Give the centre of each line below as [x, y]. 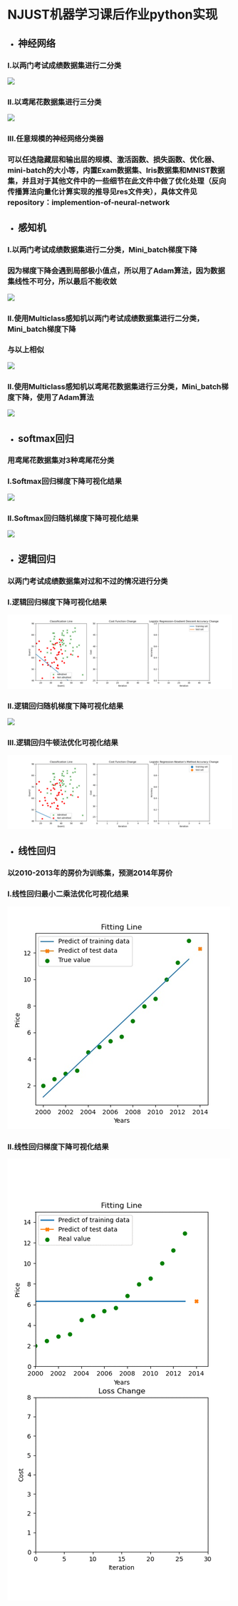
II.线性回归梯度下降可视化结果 [58, 1146]
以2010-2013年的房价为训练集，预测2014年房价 [90, 873]
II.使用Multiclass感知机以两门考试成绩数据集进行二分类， [106, 318]
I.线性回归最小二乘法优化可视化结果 [68, 894]
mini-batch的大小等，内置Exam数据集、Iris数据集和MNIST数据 [116, 171]
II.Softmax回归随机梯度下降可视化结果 [73, 518]
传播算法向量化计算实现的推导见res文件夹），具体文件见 [102, 192]
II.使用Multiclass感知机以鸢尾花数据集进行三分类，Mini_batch [114, 386]
